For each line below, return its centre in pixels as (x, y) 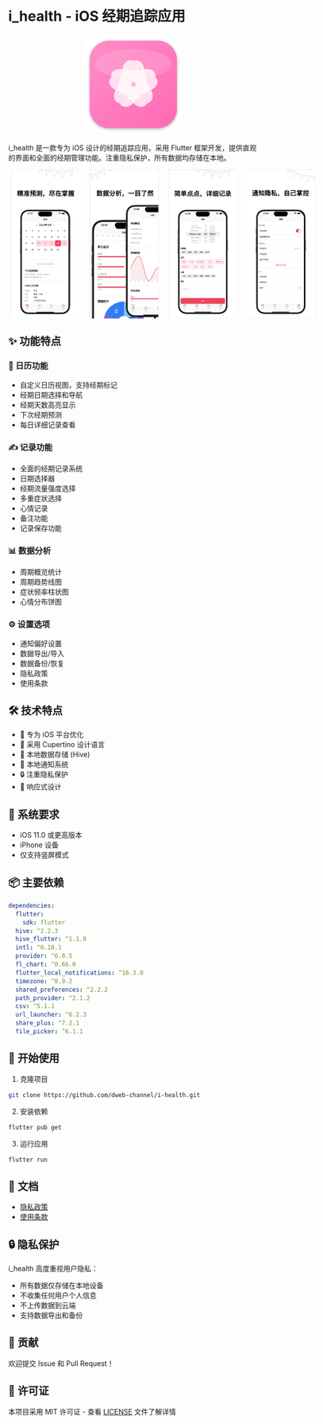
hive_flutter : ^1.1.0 (51, 940)
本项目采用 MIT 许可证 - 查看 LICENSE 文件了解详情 (92, 1411)
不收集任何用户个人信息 (58, 1296)
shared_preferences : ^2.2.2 (62, 990)
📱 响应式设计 (40, 787)
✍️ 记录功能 (31, 447)
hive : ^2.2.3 (37, 931)
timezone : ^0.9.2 (44, 981)
